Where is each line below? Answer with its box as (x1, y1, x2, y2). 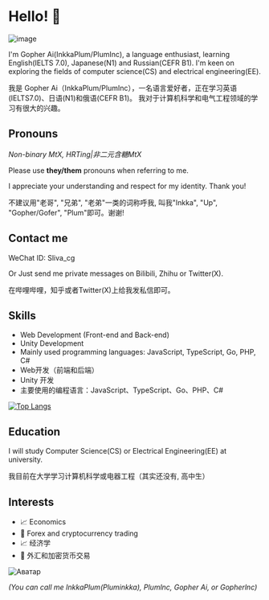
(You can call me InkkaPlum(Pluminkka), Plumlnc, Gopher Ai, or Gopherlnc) (8, 582, 258, 592)
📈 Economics (19, 517, 67, 526)
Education (8, 425, 61, 438)
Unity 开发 (19, 376, 55, 385)
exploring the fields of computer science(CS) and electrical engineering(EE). (8, 66, 261, 76)
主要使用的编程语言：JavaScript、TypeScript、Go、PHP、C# (19, 385, 223, 395)
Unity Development (19, 339, 84, 348)
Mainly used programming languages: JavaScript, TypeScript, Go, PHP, (19, 347, 256, 357)
